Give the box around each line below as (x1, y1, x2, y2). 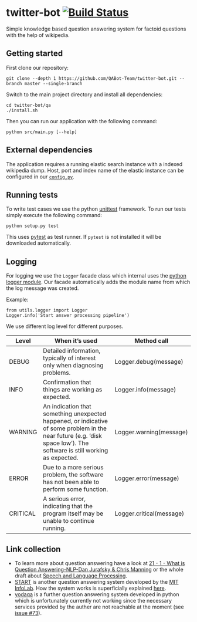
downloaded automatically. (6, 239, 72, 246)
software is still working (43, 447, 108, 455)
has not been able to (43, 478, 100, 486)
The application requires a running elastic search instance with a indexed (6, 160, 183, 167)
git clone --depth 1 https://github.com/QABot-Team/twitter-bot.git (6, 75, 177, 82)
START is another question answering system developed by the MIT (14, 579, 179, 585)
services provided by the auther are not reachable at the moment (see (14, 603, 184, 610)
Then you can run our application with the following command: (6, 117, 158, 124)
